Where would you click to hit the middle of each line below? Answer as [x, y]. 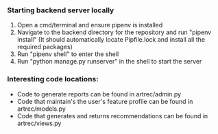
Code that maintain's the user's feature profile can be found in [105, 101]
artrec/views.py [39, 123]
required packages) [45, 47]
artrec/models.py [41, 109]
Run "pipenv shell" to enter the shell [68, 54]
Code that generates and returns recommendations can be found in [112, 116]
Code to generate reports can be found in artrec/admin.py [99, 94]
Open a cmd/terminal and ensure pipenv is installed [90, 25]
